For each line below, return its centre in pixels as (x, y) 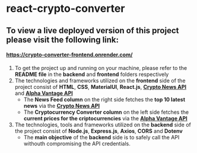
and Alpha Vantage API (44, 93)
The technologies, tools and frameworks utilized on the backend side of (103, 125)
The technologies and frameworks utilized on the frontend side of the (100, 80)
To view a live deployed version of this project (93, 31)
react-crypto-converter (66, 9)
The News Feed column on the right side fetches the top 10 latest (104, 99)
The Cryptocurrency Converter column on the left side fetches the (106, 112)
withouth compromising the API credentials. (77, 144)
